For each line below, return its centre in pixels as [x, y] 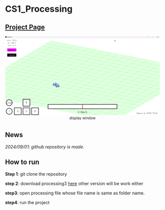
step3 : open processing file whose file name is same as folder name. [75, 193]
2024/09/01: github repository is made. [45, 147]
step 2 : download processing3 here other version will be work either [74, 183]
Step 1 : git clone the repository [36, 174]
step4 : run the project [27, 202]
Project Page [25, 27]
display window [82, 118]
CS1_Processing [39, 9]
